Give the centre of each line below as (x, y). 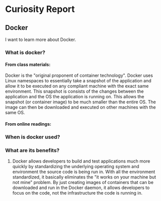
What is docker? (25, 52)
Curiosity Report (40, 9)
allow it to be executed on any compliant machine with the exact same (77, 86)
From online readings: (28, 124)
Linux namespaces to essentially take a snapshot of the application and (78, 81)
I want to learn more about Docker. (40, 39)
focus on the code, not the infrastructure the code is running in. (77, 193)
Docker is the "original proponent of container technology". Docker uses (79, 75)
